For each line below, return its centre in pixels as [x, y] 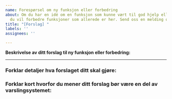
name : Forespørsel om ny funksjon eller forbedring [61, 10]
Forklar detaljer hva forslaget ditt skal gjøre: [61, 70]
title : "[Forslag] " [27, 24]
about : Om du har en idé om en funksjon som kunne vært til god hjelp [82, 15]
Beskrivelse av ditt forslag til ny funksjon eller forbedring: [68, 52]
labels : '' [17, 29]
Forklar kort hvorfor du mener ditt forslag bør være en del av [81, 84]
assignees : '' [20, 34]
